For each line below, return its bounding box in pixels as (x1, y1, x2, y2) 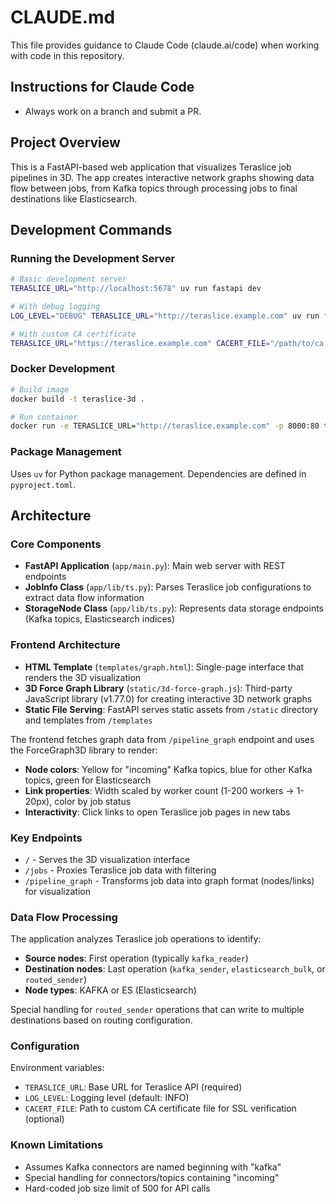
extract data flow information (24, 592, 145, 604)
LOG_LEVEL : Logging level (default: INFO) (24, 1092, 190, 1104)
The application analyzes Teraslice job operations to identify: (10, 933, 262, 945)
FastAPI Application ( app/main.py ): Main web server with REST (24, 560, 286, 572)
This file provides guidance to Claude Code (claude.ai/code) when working (10, 39, 320, 51)
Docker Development (10, 362, 116, 376)
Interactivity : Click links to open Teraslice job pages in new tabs (24, 806, 291, 818)
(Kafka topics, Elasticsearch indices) (24, 613, 176, 625)
